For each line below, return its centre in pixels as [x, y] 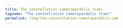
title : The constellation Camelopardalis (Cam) [54, 9]
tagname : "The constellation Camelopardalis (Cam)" [58, 14]
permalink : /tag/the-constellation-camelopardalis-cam [62, 18]
